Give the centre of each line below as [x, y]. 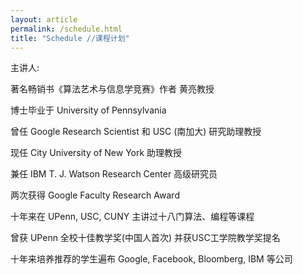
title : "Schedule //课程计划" [70, 38]
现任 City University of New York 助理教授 [96, 153]
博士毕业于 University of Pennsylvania [88, 110]
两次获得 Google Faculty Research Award [95, 195]
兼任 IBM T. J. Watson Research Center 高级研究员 [114, 174]
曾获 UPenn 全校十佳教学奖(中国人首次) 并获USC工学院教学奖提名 [145, 238]
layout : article [44, 19]
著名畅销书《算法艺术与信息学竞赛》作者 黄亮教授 [112, 89]
